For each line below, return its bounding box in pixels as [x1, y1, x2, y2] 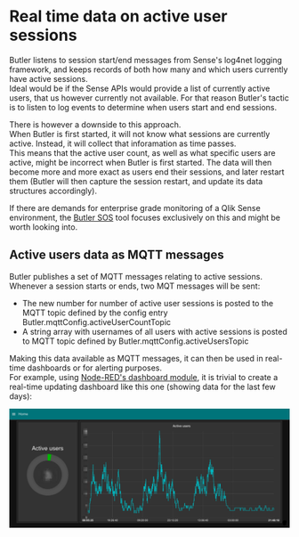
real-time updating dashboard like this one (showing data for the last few [9, 381, 276, 392]
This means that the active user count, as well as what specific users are [9, 147, 276, 158]
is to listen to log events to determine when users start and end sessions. [9, 102, 278, 112]
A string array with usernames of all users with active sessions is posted [21, 326, 287, 337]
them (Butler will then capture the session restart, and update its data [9, 175, 263, 186]
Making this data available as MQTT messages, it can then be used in [9, 353, 264, 363]
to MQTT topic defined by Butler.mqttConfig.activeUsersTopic [21, 336, 249, 346]
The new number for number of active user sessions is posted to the [21, 297, 274, 308]
